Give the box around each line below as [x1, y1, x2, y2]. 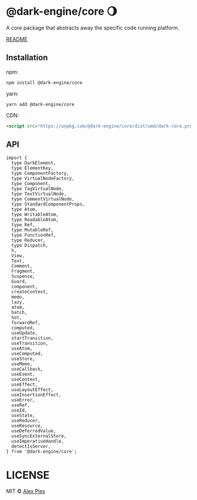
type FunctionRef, [11, 232, 57, 239]
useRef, [11, 402, 30, 408]
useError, [11, 397, 35, 403]
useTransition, [11, 340, 49, 346]
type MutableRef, [11, 227, 54, 233]
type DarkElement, [11, 160, 57, 166]
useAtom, [11, 346, 33, 352]
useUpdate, [11, 330, 38, 336]
